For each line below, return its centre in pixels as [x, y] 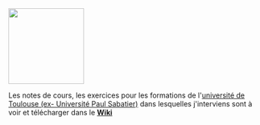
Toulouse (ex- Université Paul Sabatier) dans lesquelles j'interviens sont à [130, 104]
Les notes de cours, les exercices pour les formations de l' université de [127, 95]
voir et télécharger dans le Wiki [60, 112]
